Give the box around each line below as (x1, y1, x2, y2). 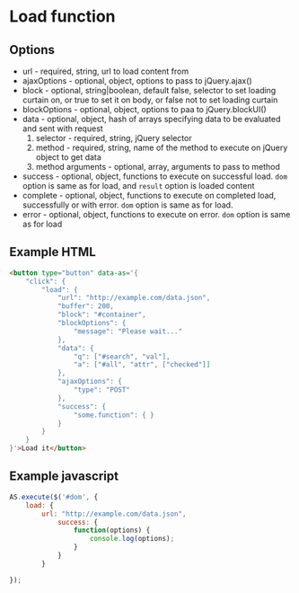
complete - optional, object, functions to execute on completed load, (22, 190, 277, 200)
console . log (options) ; (89, 535, 175, 544)
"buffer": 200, (57, 302, 115, 311)
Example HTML (9, 244, 96, 260)
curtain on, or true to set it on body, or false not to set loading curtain (22, 94, 278, 105)
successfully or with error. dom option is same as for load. (22, 199, 233, 210)
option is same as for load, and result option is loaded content (22, 181, 255, 190)
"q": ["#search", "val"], (73, 352, 171, 361)
